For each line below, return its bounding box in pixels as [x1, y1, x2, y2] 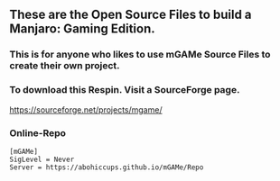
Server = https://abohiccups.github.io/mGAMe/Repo [9, 162, 204, 172]
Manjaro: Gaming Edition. [9, 22, 155, 37]
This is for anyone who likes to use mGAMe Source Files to [9, 49, 271, 61]
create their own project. [9, 59, 120, 72]
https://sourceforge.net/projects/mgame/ [9, 104, 163, 115]
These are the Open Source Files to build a [9, 7, 252, 23]
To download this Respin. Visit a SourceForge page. [9, 84, 240, 96]
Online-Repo [9, 126, 66, 139]
